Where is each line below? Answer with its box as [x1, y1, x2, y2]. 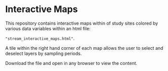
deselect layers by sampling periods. [5, 50, 82, 56]
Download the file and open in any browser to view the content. [5, 60, 138, 66]
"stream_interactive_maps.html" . [5, 35, 75, 41]
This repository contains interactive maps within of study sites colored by [5, 20, 158, 26]
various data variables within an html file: [5, 25, 91, 31]
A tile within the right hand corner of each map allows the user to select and [5, 45, 163, 51]
